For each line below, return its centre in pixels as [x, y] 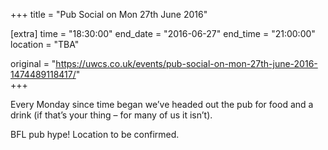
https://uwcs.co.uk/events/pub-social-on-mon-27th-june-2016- [186, 63]
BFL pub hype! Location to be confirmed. [95, 134]
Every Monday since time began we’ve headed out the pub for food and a [162, 104]
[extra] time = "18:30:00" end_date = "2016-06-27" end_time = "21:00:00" [163, 33]
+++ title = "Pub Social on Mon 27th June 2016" [109, 14]
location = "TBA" [45, 44]
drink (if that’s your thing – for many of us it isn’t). [111, 115]
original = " [33, 63]
